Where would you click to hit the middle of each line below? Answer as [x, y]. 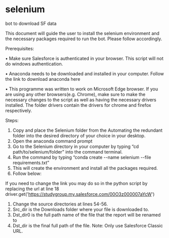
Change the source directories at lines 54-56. [60, 204]
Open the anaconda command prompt [53, 141]
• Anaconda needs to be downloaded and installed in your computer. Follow [84, 73]
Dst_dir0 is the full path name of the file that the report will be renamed [87, 215]
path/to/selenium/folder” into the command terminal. [67, 152]
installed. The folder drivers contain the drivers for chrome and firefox [78, 105]
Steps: [12, 120]
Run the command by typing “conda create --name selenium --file [82, 157]
